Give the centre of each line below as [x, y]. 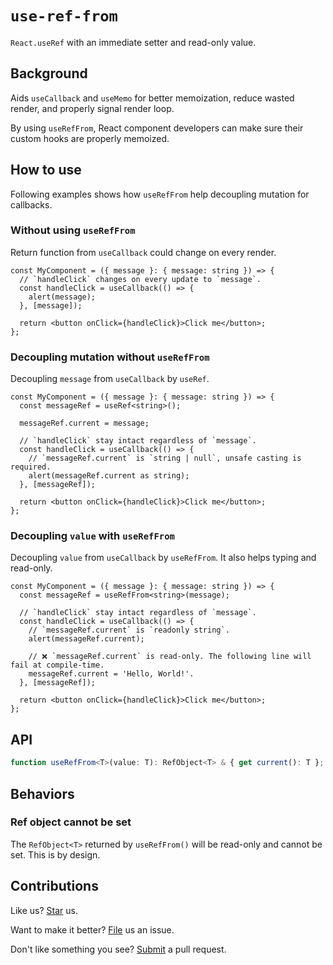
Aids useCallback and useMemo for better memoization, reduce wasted [152, 98]
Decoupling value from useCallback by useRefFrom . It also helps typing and [163, 558]
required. [31, 467]
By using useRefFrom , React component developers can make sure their [157, 128]
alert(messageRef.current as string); [109, 476]
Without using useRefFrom [73, 230]
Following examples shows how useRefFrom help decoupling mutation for [160, 194]
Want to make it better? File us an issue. [92, 929]
